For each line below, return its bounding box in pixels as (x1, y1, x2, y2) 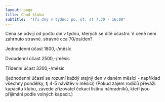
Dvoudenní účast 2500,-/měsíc (5, 56, 70, 62)
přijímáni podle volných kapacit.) (5, 91, 73, 97)
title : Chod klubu (5, 12, 44, 17)
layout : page (5, 7, 33, 13)
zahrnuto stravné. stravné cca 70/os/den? (5, 36, 93, 42)
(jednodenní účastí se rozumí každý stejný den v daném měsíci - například (5, 75, 160, 81)
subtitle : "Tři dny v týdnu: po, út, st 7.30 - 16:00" (5, 17, 126, 22)
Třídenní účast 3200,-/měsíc (5, 65, 65, 71)
